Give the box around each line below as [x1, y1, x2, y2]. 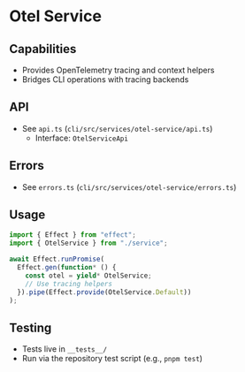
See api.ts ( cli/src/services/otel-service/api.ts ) [21, 123, 213, 133]
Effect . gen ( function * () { [17, 263, 117, 272]
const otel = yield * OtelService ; [25, 271, 152, 280]
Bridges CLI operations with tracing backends [21, 74, 189, 85]
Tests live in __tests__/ [21, 344, 108, 354]
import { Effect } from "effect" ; [9, 231, 137, 239]
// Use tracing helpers [25, 279, 113, 288]
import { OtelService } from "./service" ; [9, 239, 168, 248]
